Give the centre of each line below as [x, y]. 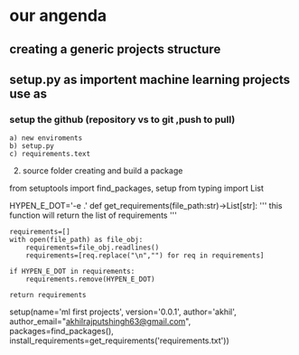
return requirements [48, 295]
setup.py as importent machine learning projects [150, 79]
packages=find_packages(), [62, 332]
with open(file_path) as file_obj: [76, 240]
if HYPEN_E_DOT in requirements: [72, 272]
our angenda [58, 16]
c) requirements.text [50, 154]
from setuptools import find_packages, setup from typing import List [136, 188]
